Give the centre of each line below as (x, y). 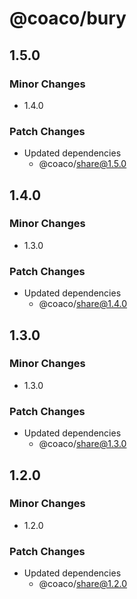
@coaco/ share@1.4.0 (83, 304)
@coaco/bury (68, 18)
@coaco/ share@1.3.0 (82, 444)
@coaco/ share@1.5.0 (82, 164)
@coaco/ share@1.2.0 (82, 584)
